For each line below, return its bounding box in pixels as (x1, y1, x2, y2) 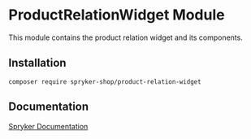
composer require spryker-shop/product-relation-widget (8, 77, 201, 86)
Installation (8, 56, 67, 70)
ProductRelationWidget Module (8, 6, 225, 24)
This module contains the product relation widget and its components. (8, 33, 244, 42)
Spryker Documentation (8, 121, 89, 131)
